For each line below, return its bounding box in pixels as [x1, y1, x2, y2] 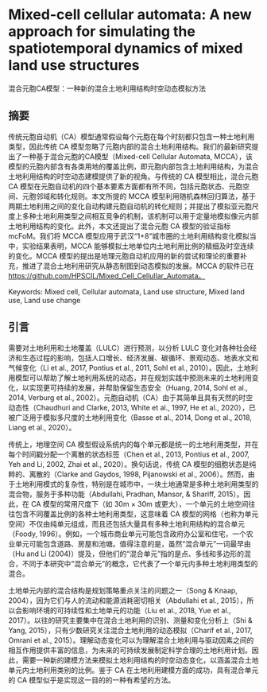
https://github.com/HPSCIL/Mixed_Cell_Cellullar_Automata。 [8, 270, 206, 280]
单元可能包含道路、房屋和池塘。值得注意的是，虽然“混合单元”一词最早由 [14, 538, 252, 548]
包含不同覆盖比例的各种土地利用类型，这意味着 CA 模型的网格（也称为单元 [14, 509, 259, 519]
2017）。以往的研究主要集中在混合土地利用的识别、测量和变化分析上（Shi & [8, 615, 253, 625]
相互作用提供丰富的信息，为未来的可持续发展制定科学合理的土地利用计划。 [8, 645, 252, 655]
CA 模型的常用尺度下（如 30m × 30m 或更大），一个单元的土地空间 [30, 499, 249, 508]
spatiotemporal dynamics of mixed [8, 40, 243, 57]
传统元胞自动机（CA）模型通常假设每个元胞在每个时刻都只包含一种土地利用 [8, 131, 255, 141]
